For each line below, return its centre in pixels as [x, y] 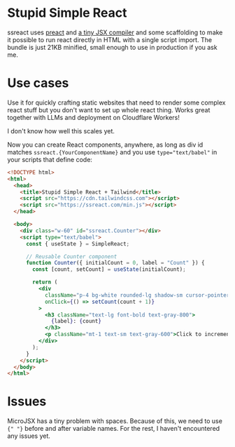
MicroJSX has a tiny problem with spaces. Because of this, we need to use [115, 421]
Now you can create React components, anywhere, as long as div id [105, 145]
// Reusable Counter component [71, 256]
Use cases [38, 83]
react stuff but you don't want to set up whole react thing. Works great [109, 109]
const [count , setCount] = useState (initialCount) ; [109, 269]
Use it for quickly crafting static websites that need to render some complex [116, 102]
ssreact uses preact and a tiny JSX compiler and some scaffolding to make [115, 32]
